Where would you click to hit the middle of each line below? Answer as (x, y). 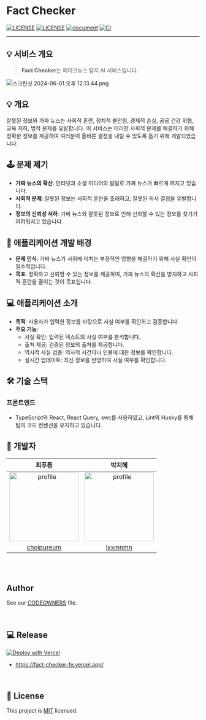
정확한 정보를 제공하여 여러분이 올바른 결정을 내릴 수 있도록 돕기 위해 (88, 136)
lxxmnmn (119, 547)
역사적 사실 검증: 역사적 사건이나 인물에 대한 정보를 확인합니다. (99, 352)
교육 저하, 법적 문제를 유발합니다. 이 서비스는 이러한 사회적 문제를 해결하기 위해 (100, 128)
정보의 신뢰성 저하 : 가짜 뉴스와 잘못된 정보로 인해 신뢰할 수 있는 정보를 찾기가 (106, 214)
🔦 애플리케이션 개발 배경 (49, 243)
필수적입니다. (31, 266)
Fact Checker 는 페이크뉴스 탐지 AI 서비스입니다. (80, 70)
